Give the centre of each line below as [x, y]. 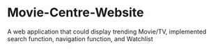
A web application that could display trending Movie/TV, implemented [107, 32]
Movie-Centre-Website [76, 13]
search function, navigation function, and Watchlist [80, 38]
